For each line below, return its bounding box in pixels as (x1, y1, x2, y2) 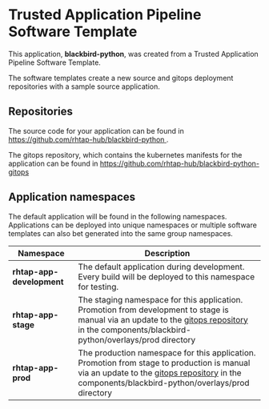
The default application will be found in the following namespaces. (8, 211, 227, 221)
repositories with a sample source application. (8, 82, 160, 91)
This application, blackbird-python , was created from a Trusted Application (8, 49, 259, 58)
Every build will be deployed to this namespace (78, 271, 255, 282)
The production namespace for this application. (78, 347, 256, 358)
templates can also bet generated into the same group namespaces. (8, 228, 234, 238)
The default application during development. (78, 261, 245, 272)
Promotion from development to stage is (78, 304, 230, 315)
